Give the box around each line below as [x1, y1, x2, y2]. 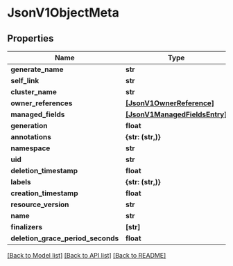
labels [10, 177, 31, 186]
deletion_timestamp [10, 166, 78, 175]
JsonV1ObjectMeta [7, 5, 119, 21]
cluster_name [10, 87, 57, 96]
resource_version [10, 199, 69, 209]
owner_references [10, 98, 73, 108]
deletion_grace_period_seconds [10, 233, 119, 243]
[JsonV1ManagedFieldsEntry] [125, 109, 227, 119]
